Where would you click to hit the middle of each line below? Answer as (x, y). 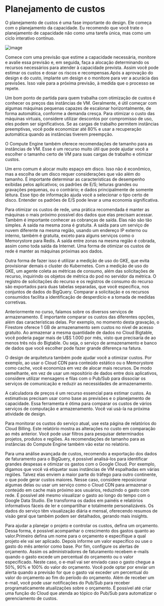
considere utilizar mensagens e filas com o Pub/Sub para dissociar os (75, 378)
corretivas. (16, 302)
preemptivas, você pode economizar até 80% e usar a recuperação (73, 129)
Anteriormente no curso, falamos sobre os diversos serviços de (69, 311)
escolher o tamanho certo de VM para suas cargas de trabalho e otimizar (79, 154)
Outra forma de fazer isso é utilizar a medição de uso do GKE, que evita (77, 260)
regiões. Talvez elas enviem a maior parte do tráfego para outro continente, (81, 474)
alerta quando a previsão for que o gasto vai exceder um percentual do (77, 572)
